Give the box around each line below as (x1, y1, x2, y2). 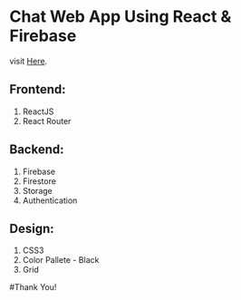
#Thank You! (9, 282, 57, 293)
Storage (22, 185, 53, 196)
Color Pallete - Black (22, 255, 100, 266)
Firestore (22, 175, 57, 187)
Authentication (22, 195, 78, 206)
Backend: (9, 142, 64, 158)
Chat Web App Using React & (9, 6, 232, 27)
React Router (22, 115, 72, 126)
